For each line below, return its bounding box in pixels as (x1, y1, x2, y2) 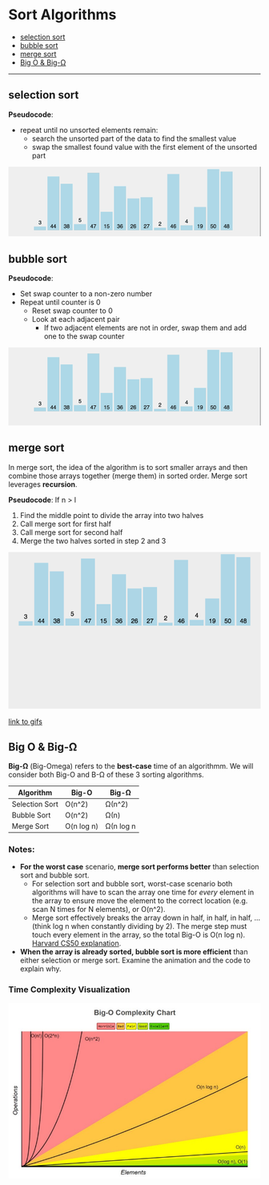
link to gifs (8, 717, 42, 726)
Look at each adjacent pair (31, 315, 120, 324)
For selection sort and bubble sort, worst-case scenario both (31, 879, 233, 889)
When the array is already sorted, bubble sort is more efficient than (19, 947, 248, 957)
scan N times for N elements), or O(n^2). (31, 905, 166, 914)
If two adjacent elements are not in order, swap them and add (43, 323, 247, 333)
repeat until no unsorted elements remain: (19, 125, 159, 135)
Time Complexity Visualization (8, 984, 130, 995)
